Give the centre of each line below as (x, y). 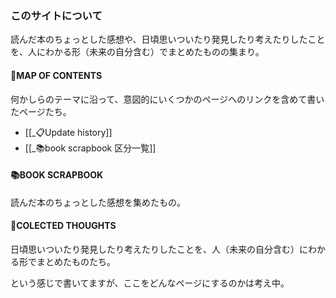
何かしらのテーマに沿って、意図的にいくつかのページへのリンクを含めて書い (167, 99)
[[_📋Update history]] (68, 132)
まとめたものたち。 (76, 261)
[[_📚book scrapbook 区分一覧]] (90, 148)
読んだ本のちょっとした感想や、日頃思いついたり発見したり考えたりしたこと (168, 39)
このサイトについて (56, 15)
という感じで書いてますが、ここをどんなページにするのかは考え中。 (150, 283)
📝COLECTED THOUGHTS (63, 226)
